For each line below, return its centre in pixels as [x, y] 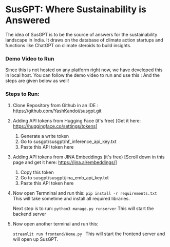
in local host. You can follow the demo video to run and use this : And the [83, 75]
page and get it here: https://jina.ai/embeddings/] [65, 162]
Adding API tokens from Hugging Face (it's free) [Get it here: [77, 120]
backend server [29, 214]
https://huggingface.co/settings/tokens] [55, 126]
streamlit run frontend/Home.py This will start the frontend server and [89, 234]
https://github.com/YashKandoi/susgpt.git [57, 111]
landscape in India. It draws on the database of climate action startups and [84, 40]
